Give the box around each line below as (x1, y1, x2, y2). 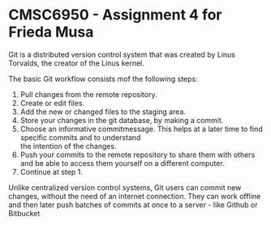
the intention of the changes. (19, 141, 117, 151)
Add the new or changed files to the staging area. (19, 107, 187, 117)
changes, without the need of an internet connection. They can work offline (8, 191, 261, 201)
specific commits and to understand (19, 132, 141, 142)
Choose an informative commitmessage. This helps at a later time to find (19, 124, 263, 134)
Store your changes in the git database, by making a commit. (19, 115, 224, 125)
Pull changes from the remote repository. (19, 89, 157, 99)
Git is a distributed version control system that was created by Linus (8, 49, 235, 59)
